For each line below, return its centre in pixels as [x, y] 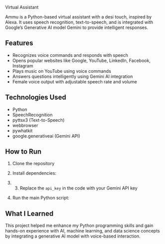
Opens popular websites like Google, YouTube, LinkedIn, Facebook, [81, 60]
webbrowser [25, 125]
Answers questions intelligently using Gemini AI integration [73, 76]
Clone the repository [33, 164]
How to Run [23, 152]
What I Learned [29, 213]
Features [19, 43]
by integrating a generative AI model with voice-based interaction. [73, 236]
